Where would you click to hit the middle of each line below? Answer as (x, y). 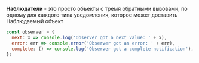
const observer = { (30, 32)
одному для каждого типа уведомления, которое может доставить (92, 15)
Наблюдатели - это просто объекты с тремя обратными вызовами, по (97, 9)
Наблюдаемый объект (35, 21)
